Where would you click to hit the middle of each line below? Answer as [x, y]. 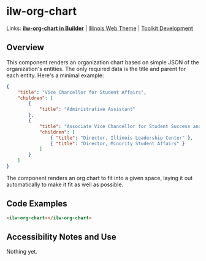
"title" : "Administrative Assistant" [87, 109]
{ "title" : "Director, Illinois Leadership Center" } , [121, 138]
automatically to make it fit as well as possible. [65, 184]
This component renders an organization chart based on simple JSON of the [103, 62]
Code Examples [37, 204]
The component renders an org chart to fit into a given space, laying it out [100, 178]
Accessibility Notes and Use [61, 237]
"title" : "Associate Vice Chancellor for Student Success [115, 126]
